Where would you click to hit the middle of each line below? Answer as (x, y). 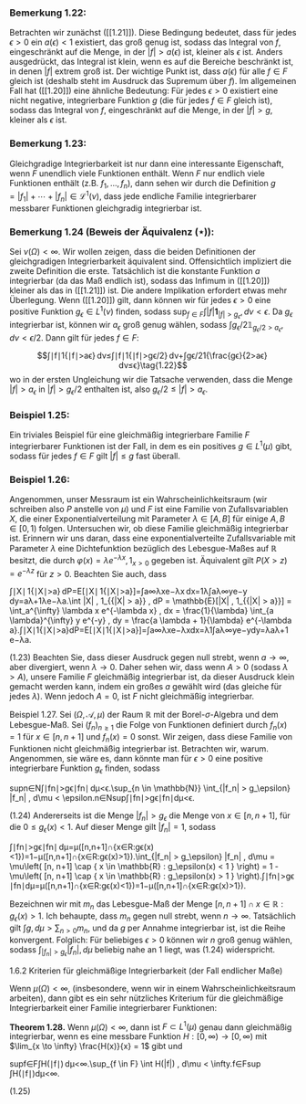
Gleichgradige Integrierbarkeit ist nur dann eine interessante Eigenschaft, (147, 163)
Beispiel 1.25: (40, 415)
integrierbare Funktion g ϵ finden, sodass (85, 769)
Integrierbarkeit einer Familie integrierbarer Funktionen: (113, 1007)
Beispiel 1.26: (40, 479)
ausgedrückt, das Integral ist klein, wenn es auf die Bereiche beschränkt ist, (152, 62)
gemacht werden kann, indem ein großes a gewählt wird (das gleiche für (146, 687)
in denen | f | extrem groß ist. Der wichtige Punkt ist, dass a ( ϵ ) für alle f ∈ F (149, 71)
